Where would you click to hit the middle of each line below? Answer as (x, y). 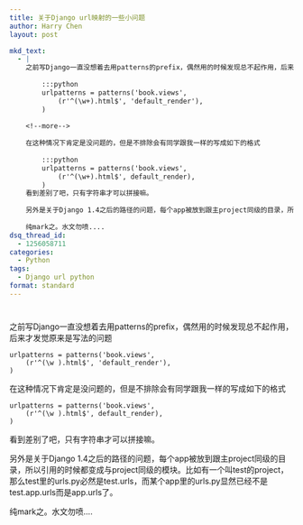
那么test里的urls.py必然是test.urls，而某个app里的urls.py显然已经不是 (139, 481)
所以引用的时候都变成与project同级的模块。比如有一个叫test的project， (156, 469)
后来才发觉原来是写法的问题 (61, 337)
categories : (32, 252)
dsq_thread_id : (38, 235)
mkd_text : (28, 51)
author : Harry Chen (46, 26)
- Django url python (56, 277)
